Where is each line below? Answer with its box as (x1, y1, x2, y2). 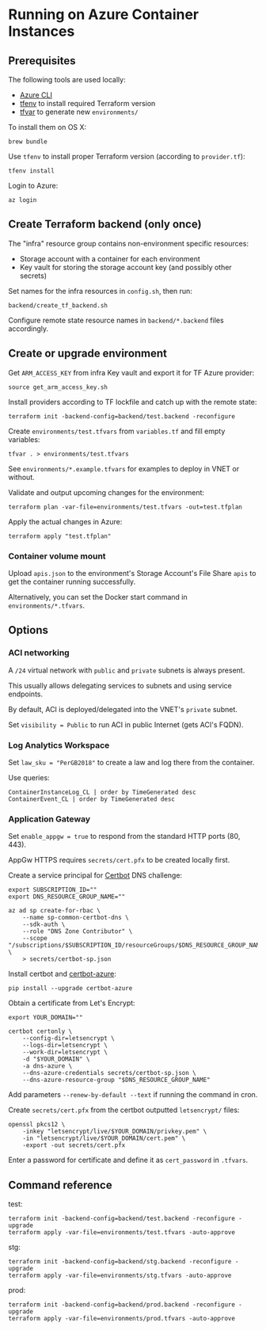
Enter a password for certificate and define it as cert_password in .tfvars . (8, 1155, 249, 1165)
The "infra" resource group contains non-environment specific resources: (8, 238, 249, 248)
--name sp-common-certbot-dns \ (22, 913, 129, 922)
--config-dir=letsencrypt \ (22, 1035, 115, 1042)
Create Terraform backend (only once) (8, 218, 202, 231)
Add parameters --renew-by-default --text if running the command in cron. (8, 1090, 258, 1099)
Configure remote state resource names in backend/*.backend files (8, 315, 224, 325)
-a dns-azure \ (22, 1062, 73, 1070)
